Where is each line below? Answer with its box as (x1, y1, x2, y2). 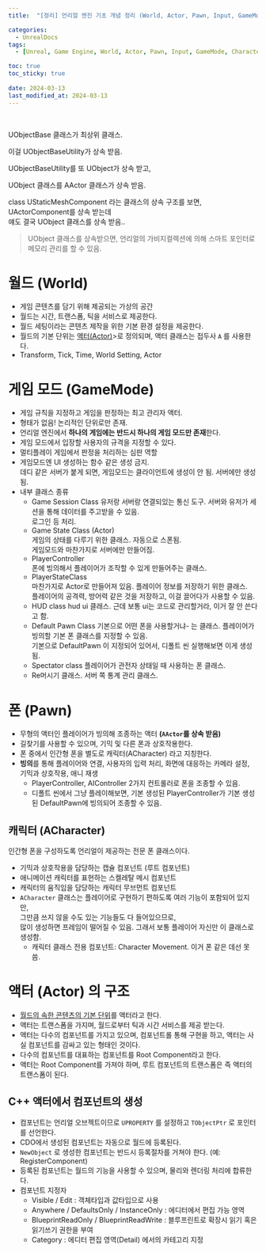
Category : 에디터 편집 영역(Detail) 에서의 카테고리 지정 (31, 1235, 204, 1244)
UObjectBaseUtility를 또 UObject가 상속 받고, (8, 163, 152, 173)
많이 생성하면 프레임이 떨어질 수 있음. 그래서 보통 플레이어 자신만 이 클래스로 (19, 923, 255, 932)
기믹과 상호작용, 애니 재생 (19, 768, 99, 778)
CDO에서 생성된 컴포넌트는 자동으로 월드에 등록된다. (19, 1137, 182, 1147)
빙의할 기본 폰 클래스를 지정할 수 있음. (31, 631, 148, 641)
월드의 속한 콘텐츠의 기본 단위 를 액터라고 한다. (19, 1011, 162, 1020)
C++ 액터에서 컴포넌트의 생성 (8, 1095, 143, 1109)
